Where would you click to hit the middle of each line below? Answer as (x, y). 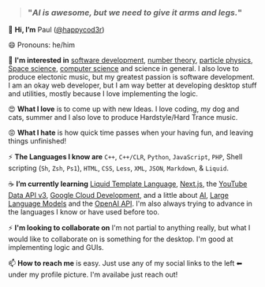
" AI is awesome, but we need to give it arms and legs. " (135, 13)
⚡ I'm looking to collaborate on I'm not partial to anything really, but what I (129, 228)
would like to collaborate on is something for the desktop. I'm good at (121, 239)
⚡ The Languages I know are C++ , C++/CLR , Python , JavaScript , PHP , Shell (125, 157)
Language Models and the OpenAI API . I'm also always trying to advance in (130, 203)
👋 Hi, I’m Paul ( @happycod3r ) (56, 30)
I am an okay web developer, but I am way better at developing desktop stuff (132, 85)
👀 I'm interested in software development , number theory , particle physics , (131, 60)
